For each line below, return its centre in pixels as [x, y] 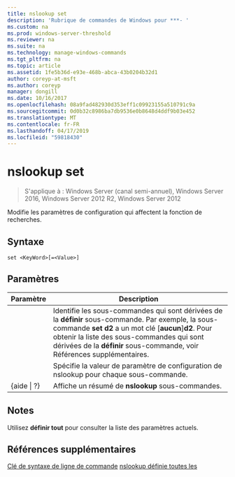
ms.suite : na [26, 46]
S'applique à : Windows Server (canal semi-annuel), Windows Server [124, 191]
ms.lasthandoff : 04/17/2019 [48, 131]
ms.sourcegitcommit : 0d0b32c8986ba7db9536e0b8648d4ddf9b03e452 [101, 111]
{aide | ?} [26, 385]
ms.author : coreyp [34, 85]
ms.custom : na [28, 27]
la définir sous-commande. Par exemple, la [124, 319]
